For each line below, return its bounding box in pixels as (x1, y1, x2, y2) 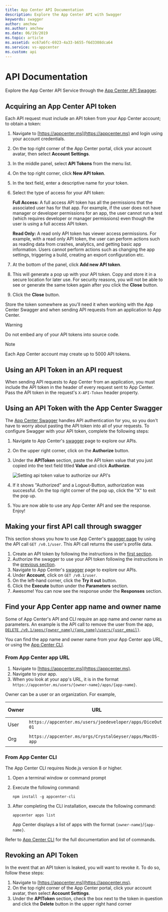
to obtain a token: (5, 121, 41, 127)
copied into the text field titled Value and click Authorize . (12, 462, 131, 468)
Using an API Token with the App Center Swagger (5, 404, 162, 413)
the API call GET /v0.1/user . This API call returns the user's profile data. (5, 541, 153, 547)
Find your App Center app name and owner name (5, 603, 161, 611)
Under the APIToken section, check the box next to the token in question (12, 895, 163, 901)
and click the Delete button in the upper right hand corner (12, 900, 132, 906)
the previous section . (12, 561, 56, 567)
